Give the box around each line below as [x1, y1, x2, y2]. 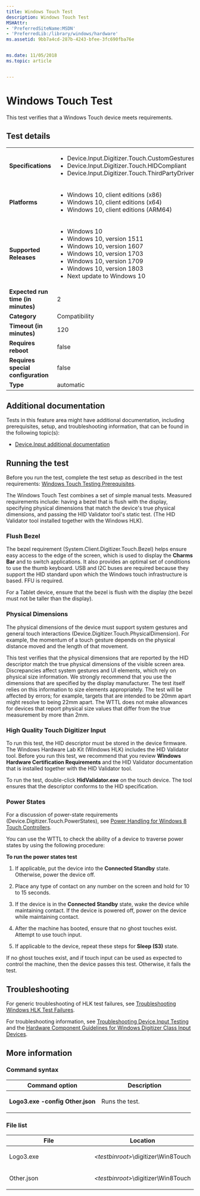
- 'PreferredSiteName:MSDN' [6, 25, 76, 32]
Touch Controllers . [6, 824, 52, 831]
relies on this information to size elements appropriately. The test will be [6, 686, 183, 693]
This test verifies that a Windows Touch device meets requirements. [6, 114, 173, 121]
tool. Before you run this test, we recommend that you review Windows [6, 752, 182, 760]
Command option [27, 1081, 78, 1089]
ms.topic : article [6, 58, 52, 64]
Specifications [9, 162, 52, 170]
